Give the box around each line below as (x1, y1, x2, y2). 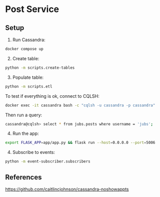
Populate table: (12, 74, 44, 80)
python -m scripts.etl (5, 84, 52, 89)
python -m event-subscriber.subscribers (5, 159, 91, 164)
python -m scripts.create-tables (5, 65, 75, 70)
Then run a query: (5, 112, 42, 118)
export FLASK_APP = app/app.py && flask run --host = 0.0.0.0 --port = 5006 (5, 140, 155, 145)
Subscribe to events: (12, 149, 55, 155)
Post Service (5, 4, 59, 15)
